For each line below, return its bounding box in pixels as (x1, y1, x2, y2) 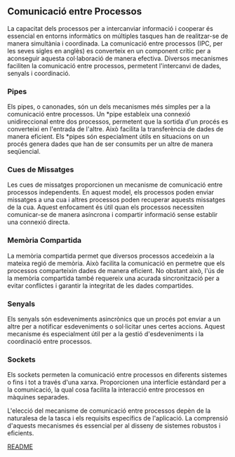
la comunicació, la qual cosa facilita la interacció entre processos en (7, 385, 205, 394)
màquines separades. (7, 393, 70, 402)
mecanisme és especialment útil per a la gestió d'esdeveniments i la (7, 330, 204, 338)
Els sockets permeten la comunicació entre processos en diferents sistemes (7, 371, 228, 379)
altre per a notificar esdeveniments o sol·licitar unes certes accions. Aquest (7, 322, 226, 331)
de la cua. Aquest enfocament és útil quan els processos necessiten (7, 203, 205, 211)
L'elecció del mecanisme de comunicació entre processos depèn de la (7, 406, 211, 415)
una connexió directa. (7, 218, 70, 227)
